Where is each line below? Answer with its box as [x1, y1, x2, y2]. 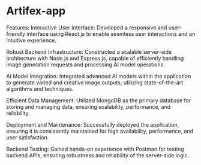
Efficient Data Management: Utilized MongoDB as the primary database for [6, 97, 191, 104]
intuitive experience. [6, 36, 57, 44]
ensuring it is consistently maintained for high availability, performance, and [6, 127, 194, 135]
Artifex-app [6, 4, 66, 18]
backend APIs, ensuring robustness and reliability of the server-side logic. [6, 151, 190, 159]
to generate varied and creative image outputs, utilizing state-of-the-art [6, 79, 184, 86]
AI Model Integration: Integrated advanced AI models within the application [6, 72, 191, 80]
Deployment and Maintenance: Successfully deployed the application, [6, 121, 179, 128]
